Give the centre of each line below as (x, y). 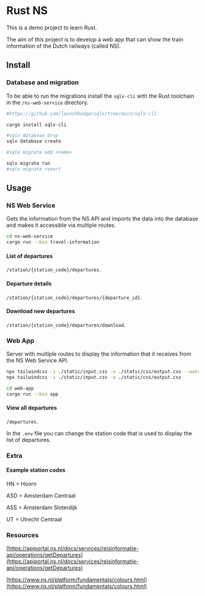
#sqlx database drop (33, 136)
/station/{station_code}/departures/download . (66, 325)
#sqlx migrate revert (34, 169)
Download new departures (41, 311)
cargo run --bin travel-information (53, 242)
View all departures (32, 408)
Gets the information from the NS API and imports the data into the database (102, 219)
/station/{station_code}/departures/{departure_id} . (74, 297)
